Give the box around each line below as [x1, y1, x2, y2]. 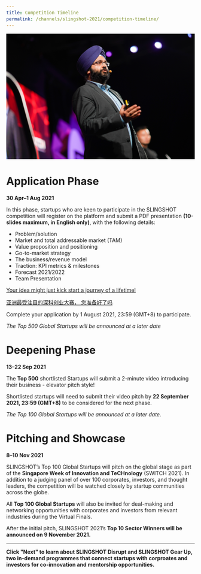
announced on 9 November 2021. [6, 531, 91, 538]
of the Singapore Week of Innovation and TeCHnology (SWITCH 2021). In [6, 469, 190, 476]
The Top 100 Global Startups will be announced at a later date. [6, 411, 162, 418]
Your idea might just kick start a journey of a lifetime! [6, 286, 136, 294]
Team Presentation [14, 275, 62, 282]
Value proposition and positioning [14, 243, 98, 250]
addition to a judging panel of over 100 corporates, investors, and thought [6, 476, 188, 483]
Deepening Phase [6, 343, 96, 357]
